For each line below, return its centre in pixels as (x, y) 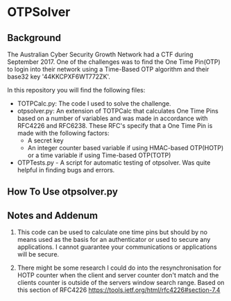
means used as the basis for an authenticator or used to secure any (114, 240)
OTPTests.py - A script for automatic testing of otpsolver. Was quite (114, 163)
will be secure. (38, 254)
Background (34, 38)
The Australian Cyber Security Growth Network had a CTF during (100, 54)
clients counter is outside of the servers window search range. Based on (121, 283)
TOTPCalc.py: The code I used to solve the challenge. (94, 104)
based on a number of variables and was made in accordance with (112, 118)
